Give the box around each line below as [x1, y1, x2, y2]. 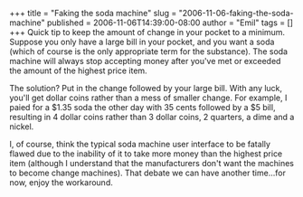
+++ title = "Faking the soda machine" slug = [9, 8, 177, 18]
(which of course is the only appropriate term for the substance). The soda [9, 46, 288, 57]
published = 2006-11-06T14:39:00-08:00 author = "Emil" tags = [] [46, 17, 294, 28]
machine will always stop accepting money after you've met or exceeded [9, 56, 281, 66]
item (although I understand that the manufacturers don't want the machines [9, 158, 295, 168]
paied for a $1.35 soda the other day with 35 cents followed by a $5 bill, [9, 102, 276, 112]
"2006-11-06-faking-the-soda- [178, 8, 294, 18]
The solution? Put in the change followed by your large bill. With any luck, [9, 83, 283, 93]
